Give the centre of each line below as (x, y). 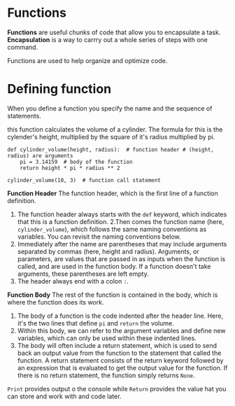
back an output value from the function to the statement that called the (119, 353)
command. (23, 47)
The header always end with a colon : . (73, 281)
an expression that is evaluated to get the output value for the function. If (122, 367)
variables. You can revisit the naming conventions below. (99, 237)
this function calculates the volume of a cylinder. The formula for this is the (115, 129)
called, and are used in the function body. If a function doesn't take (114, 266)
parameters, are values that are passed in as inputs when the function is (121, 259)
